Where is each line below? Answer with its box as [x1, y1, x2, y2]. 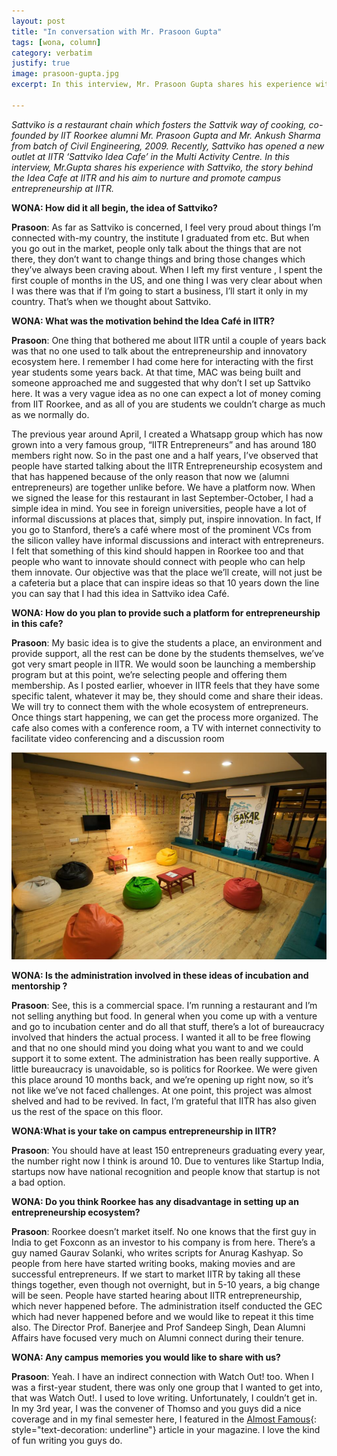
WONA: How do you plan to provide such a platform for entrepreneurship [11, 606, 321, 619]
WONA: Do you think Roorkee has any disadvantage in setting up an [11, 1195, 299, 1207]
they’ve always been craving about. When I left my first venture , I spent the [11, 263, 323, 275]
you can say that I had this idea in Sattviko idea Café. [11, 587, 230, 599]
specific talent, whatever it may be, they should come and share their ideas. [11, 690, 324, 702]
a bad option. [11, 1176, 66, 1188]
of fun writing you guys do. [11, 1434, 123, 1446]
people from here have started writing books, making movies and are [11, 1257, 296, 1269]
